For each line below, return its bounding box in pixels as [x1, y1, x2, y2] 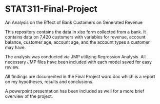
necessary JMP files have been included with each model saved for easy [5, 59, 152, 65]
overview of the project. [5, 93, 53, 99]
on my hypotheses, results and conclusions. [5, 79, 94, 85]
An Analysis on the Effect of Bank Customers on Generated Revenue [5, 19, 143, 25]
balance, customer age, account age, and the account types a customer [5, 39, 150, 45]
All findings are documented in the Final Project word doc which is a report [5, 73, 155, 79]
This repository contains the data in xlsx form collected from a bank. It [5, 29, 146, 35]
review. [5, 64, 20, 70]
